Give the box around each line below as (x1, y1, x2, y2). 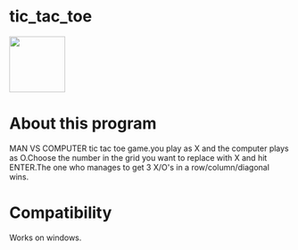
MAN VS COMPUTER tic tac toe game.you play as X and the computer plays (9, 143, 290, 154)
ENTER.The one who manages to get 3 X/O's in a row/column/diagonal (9, 162, 270, 172)
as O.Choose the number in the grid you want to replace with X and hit (9, 152, 268, 162)
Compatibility (9, 203, 112, 223)
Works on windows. (9, 232, 82, 243)
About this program (9, 113, 157, 134)
